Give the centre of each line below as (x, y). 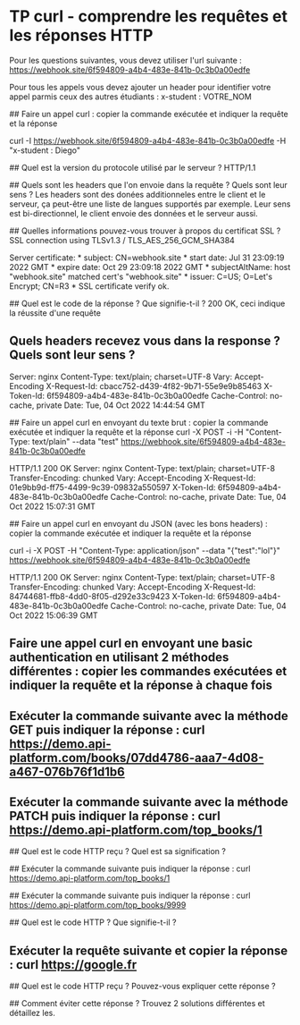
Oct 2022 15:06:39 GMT (54, 615)
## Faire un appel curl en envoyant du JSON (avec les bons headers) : (138, 523)
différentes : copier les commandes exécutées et (148, 671)
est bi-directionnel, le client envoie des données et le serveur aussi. (134, 213)
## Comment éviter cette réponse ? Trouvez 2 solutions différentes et (137, 1004)
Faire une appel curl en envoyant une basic (131, 644)
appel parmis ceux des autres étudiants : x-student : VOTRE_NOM (130, 97)
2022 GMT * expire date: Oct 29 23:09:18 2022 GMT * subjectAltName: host (150, 267)
